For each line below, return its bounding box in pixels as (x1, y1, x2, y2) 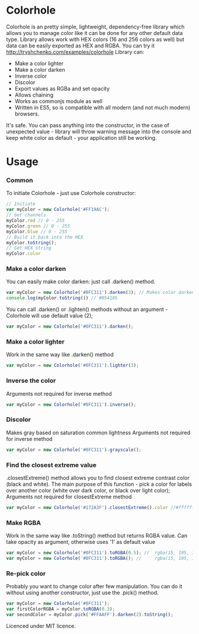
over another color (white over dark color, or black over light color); (6, 486, 171, 494)
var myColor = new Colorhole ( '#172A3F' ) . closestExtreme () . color (6, 504, 168, 510)
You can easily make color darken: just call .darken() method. (6, 278, 156, 285)
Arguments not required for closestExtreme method (6, 493, 132, 500)
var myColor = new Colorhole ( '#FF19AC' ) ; (6, 207, 110, 213)
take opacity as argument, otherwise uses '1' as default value (6, 539, 156, 546)
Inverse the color (6, 377, 56, 385)
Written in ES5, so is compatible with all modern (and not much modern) (14, 104, 191, 111)
